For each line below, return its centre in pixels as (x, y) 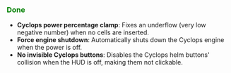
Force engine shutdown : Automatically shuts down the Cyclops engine (120, 40)
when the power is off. (49, 48)
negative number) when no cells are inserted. (83, 32)
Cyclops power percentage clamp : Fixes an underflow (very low (111, 25)
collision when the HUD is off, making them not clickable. (100, 62)
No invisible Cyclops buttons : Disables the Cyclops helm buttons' (113, 55)
